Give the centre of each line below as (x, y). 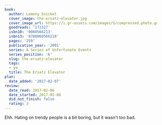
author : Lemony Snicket (33, 14)
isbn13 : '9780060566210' (34, 37)
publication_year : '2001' (35, 45)
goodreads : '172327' (29, 28)
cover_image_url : (26, 23)
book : (10, 9)
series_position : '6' (31, 54)
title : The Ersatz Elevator (37, 72)
